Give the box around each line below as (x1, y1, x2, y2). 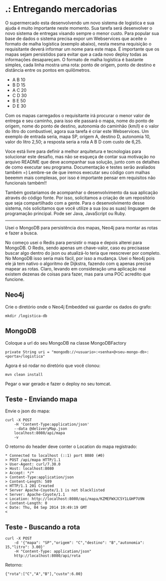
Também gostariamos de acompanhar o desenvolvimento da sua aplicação (5, 189, 158, 195)
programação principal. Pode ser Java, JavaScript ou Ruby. (5, 210, 126, 216)
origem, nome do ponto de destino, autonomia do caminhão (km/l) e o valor (5, 123, 159, 129)
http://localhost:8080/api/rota (14, 553, 81, 558)
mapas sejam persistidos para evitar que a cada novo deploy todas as (5, 51, 147, 57)
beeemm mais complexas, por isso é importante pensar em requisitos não (5, 175, 156, 180)
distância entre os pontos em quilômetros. (5, 67, 91, 73)
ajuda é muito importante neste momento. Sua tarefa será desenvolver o (5, 25, 152, 31)
